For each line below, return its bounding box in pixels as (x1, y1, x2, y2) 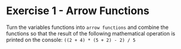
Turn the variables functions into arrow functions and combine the (6, 24, 169, 31)
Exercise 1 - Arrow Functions (6, 4, 150, 18)
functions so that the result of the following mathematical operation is (6, 30, 176, 37)
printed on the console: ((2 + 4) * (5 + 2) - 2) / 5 (6, 36, 136, 43)
